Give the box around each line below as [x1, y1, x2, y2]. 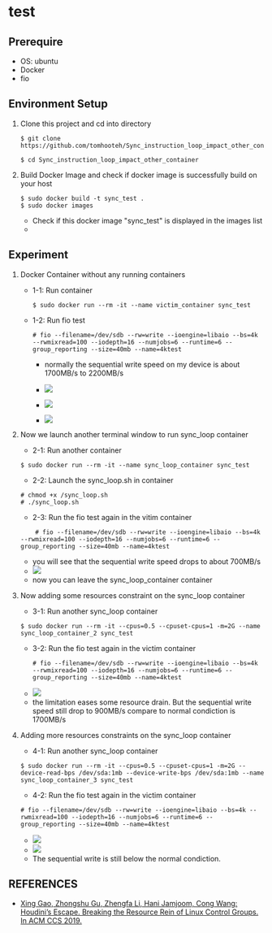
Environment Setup [8, 97, 108, 111]
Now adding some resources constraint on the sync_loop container [19, 590, 245, 600]
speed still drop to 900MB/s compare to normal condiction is [32, 705, 236, 715]
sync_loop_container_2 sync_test [19, 629, 134, 637]
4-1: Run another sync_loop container [32, 746, 158, 756]
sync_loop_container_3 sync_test [19, 775, 134, 784]
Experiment [8, 248, 69, 262]
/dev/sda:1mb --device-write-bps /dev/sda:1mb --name [78, 769, 265, 777]
